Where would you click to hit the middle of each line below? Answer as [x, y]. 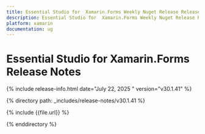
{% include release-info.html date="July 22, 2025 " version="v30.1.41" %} [99, 89]
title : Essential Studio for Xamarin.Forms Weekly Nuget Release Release [103, 12]
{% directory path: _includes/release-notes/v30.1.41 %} [76, 100]
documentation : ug [30, 29]
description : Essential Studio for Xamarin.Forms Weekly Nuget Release [101, 18]
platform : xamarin [30, 23]
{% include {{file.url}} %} [38, 113]
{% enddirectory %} [31, 124]
